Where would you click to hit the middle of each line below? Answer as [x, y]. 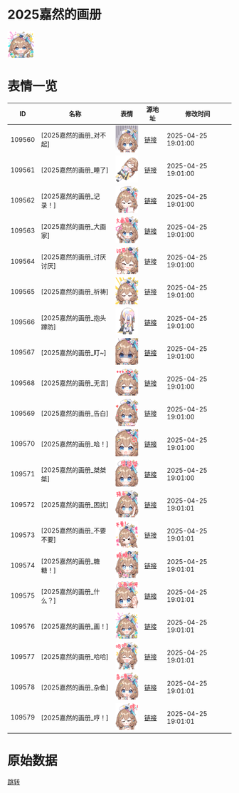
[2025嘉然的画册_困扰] [75, 505]
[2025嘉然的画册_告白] [75, 414]
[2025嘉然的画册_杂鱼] [75, 687]
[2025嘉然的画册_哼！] [75, 717]
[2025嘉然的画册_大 [70, 226]
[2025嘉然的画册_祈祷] [75, 292]
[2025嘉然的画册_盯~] [74, 352]
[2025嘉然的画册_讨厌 [74, 257]
